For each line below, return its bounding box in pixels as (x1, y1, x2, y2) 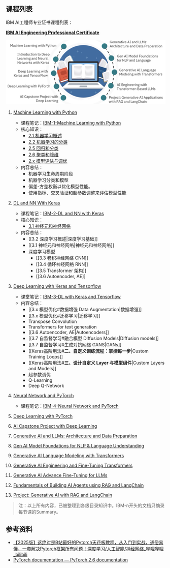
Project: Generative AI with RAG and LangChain (13, 492, 112, 498)
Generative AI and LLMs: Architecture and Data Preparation (13, 433, 138, 439)
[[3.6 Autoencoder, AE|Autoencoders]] (28, 329, 109, 335)
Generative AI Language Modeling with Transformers (13, 452, 124, 459)
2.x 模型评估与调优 (28, 158, 67, 164)
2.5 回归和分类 (28, 145, 59, 151)
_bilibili (13, 551, 27, 558)
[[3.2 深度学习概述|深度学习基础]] (28, 235, 98, 242)
